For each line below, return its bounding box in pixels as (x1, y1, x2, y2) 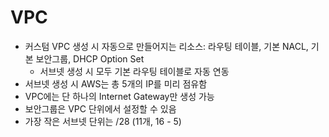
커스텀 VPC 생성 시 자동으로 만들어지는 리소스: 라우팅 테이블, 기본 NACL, (24, 40, 309, 52)
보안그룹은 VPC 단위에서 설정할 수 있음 (24, 102, 177, 115)
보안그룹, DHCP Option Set (35, 52, 145, 65)
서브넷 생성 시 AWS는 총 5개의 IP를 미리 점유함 (24, 77, 208, 90)
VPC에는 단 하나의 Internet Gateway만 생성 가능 (24, 90, 215, 102)
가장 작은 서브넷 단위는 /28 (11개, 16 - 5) (24, 115, 182, 127)
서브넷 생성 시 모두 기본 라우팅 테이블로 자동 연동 (39, 65, 230, 77)
